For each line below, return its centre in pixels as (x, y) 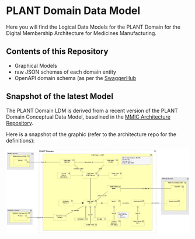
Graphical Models (36, 65)
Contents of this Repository (57, 52)
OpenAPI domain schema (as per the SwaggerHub (75, 78)
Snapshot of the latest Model (60, 97)
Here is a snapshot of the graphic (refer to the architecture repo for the (91, 134)
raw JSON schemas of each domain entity (65, 72)
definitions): (20, 140)
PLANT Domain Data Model (73, 11)
